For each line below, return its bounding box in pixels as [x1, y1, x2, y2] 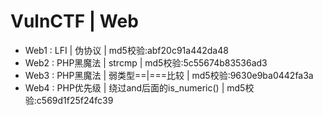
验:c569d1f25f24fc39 [24, 94, 114, 106]
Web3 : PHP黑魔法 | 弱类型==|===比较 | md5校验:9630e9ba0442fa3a [24, 69, 314, 81]
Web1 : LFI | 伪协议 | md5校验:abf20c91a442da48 [24, 44, 229, 56]
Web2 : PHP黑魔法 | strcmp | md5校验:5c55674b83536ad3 [24, 56, 268, 69]
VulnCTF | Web [10, 10, 139, 33]
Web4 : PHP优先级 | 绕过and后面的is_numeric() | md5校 [24, 81, 255, 94]
